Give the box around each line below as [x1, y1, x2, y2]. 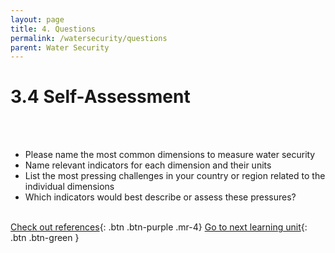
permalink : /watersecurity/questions [10, 33, 168, 43]
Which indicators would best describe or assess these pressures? [24, 191, 297, 203]
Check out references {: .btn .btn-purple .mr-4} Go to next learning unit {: [10, 221, 308, 233]
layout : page [10, 14, 65, 25]
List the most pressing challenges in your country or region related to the [24, 170, 326, 182]
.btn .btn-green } [10, 232, 80, 244]
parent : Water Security [10, 42, 110, 53]
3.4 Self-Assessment [10, 86, 191, 108]
